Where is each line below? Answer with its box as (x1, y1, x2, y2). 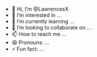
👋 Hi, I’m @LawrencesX (11, 6, 69, 12)
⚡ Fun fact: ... (11, 45, 44, 52)
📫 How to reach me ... (11, 31, 66, 37)
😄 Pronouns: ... (11, 39, 50, 46)
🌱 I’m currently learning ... (11, 18, 75, 24)
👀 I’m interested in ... (11, 12, 62, 19)
